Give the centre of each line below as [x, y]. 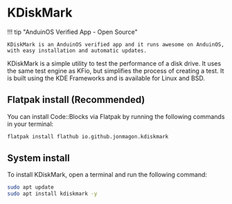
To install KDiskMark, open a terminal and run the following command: [107, 175]
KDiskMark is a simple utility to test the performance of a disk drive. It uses [114, 63]
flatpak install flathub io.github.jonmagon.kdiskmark [88, 136]
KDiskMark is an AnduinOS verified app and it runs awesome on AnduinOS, [116, 44]
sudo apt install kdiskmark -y [52, 194]
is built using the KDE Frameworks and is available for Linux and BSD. [106, 78]
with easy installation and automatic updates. [77, 50]
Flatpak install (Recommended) [76, 100]
